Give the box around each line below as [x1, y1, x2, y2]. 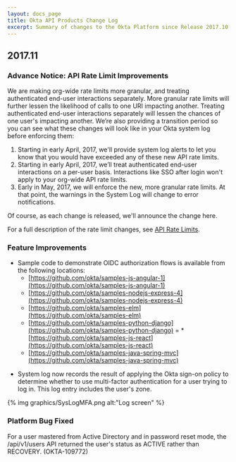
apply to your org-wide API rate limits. [17, 176, 128, 184]
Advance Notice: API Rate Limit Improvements [7, 71, 169, 80]
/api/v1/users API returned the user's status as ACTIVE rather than [7, 439, 199, 448]
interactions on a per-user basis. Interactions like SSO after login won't [17, 168, 223, 176]
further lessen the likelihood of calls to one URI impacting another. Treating [7, 102, 225, 110]
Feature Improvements [7, 243, 87, 253]
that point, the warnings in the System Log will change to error [17, 190, 199, 199]
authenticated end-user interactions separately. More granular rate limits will [7, 95, 230, 103]
